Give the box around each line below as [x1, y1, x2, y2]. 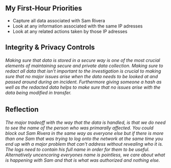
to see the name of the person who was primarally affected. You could [5, 125, 154, 131]
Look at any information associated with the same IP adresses [12, 23, 143, 29]
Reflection [5, 105, 39, 114]
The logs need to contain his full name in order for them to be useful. [5, 147, 150, 152]
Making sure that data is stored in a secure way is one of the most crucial [5, 57, 160, 63]
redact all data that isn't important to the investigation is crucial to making [5, 68, 161, 74]
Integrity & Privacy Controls [5, 43, 95, 52]
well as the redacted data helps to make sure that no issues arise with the [5, 84, 161, 90]
